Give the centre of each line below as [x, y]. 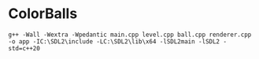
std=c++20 [24, 48]
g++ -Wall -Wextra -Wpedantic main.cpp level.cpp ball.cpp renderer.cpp [130, 35]
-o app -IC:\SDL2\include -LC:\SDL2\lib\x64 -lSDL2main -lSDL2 [114, 41]
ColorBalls [43, 14]
